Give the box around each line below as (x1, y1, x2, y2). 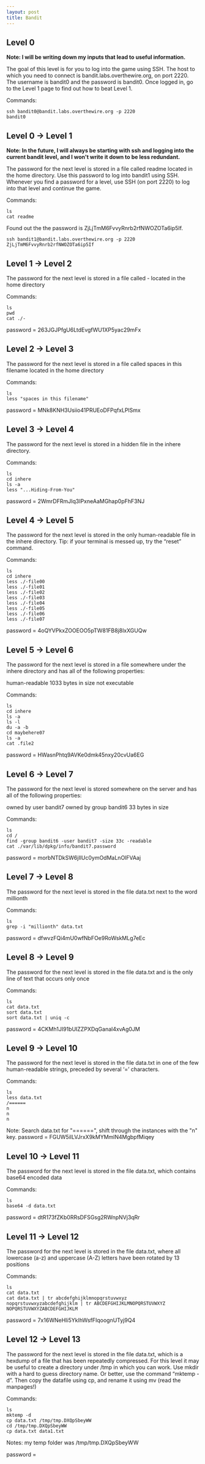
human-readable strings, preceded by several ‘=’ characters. (6, 1066, 160, 1073)
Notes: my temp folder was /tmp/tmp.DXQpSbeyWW (6, 1439, 139, 1446)
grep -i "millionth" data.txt (6, 924, 84, 930)
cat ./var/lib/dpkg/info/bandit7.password (6, 843, 116, 850)
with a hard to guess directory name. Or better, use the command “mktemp (6, 1370, 196, 1377)
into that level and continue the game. (6, 185, 102, 192)
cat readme (6, 214, 34, 220)
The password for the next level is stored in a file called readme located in (6, 165, 193, 173)
